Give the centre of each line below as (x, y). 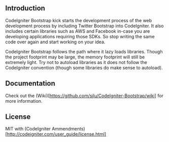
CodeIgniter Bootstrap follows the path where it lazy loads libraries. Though (84, 51)
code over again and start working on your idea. (55, 42)
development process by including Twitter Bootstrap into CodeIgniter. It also (85, 26)
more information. (24, 101)
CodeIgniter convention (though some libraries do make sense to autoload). (84, 67)
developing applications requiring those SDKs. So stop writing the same (80, 36)
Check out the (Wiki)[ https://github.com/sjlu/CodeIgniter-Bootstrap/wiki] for (84, 96)
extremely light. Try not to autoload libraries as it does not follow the (76, 62)
